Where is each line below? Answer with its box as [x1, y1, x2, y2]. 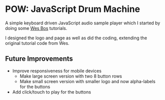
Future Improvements [5, 55, 73, 63]
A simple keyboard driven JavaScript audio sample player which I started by [5, 20, 161, 26]
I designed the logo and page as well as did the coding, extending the [5, 35, 147, 41]
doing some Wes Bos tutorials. [5, 25, 67, 31]
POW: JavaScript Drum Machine [5, 3, 140, 15]
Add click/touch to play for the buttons [12, 89, 91, 95]
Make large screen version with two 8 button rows [19, 73, 122, 79]
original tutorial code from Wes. [5, 40, 69, 46]
